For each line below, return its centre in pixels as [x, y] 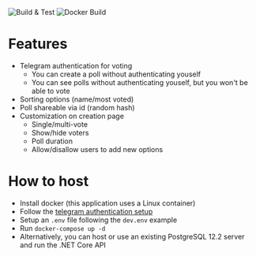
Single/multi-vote [60, 124]
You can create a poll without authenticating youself [116, 74]
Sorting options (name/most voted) [77, 99]
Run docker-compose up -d [62, 228]
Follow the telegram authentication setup [86, 211]
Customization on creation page [72, 116]
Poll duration [52, 141]
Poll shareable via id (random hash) [77, 107]
